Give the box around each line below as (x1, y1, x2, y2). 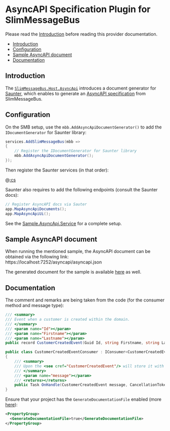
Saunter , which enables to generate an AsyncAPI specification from (5, 90, 146, 97)
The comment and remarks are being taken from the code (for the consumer (5, 297, 165, 303)
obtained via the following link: (5, 254, 69, 260)
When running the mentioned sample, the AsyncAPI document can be (5, 248, 151, 254)
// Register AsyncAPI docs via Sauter (5, 201, 87, 207)
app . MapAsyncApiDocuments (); (5, 206, 67, 211)
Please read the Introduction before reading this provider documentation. (5, 31, 158, 37)
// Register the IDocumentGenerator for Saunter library (14, 148, 137, 154)
